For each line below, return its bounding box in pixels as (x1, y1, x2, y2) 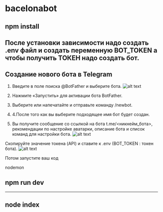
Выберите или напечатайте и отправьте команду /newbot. (12, 102, 132, 108)
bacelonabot (5, 3, 57, 14)
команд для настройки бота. (12, 131, 72, 137)
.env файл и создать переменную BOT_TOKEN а (5, 46, 158, 54)
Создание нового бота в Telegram (5, 70, 113, 79)
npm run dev (5, 179, 45, 187)
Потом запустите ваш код (5, 155, 59, 161)
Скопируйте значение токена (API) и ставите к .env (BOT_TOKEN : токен (5, 140, 154, 146)
